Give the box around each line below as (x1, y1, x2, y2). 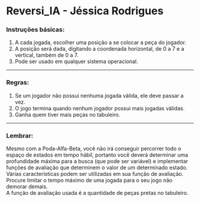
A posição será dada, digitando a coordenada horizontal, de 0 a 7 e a (14, 45, 185, 52)
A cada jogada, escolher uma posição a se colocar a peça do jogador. (14, 39, 186, 46)
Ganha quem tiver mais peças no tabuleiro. (14, 111, 120, 118)
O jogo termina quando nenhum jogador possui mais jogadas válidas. (14, 104, 185, 111)
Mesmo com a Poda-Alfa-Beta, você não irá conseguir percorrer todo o (6, 145, 182, 153)
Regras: (6, 79, 30, 87)
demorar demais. (6, 183, 48, 190)
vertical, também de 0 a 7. (14, 52, 79, 59)
